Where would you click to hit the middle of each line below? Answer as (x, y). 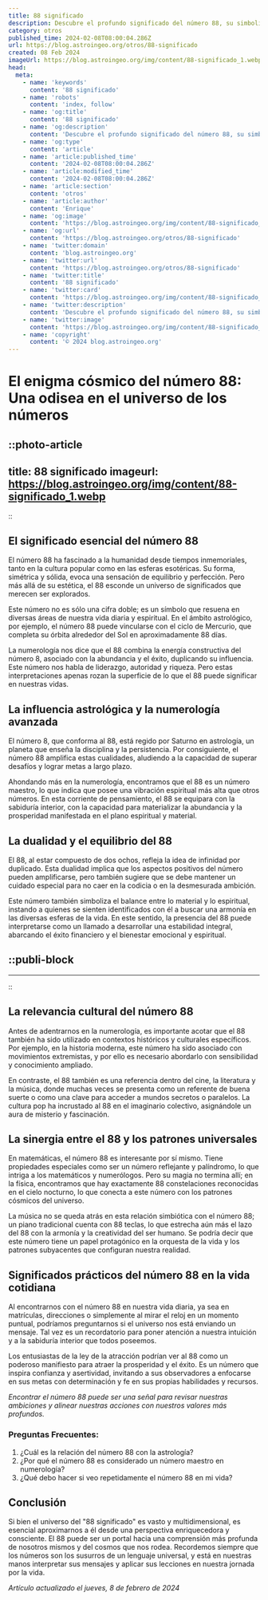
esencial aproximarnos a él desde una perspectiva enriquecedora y (119, 1530)
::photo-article (45, 445)
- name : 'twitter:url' (60, 260)
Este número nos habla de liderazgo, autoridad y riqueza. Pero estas (120, 668)
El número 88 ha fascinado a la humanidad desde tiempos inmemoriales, (128, 560)
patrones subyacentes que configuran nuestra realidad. (100, 1250)
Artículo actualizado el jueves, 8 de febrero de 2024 (94, 1588)
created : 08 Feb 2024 (44, 53)
